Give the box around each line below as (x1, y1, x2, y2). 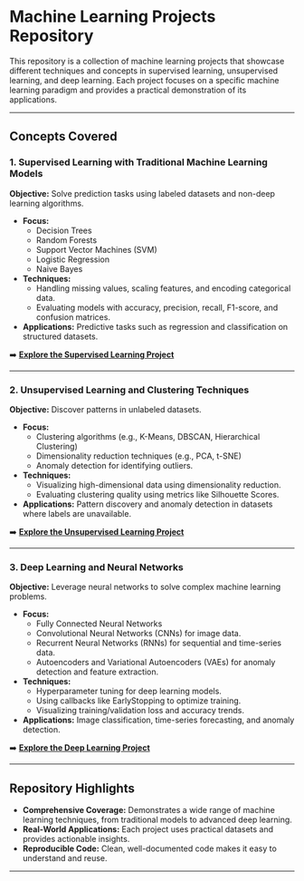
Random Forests (35, 234, 98, 246)
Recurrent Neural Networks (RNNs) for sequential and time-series (35, 637, 282, 649)
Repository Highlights (9, 780, 136, 796)
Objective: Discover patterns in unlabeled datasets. (9, 403, 202, 414)
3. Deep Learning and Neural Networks (9, 560, 184, 573)
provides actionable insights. (22, 834, 130, 845)
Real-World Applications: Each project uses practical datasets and (22, 824, 274, 835)
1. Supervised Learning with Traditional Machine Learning (9, 156, 269, 169)
